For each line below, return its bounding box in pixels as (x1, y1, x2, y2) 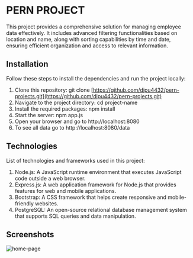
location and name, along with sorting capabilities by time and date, (6, 36, 171, 43)
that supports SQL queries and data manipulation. (14, 212, 136, 220)
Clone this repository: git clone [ (14, 86, 94, 93)
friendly (14, 199, 34, 207)
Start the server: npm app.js (14, 111, 83, 118)
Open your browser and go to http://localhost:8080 (14, 118, 140, 125)
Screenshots (6, 229, 54, 240)
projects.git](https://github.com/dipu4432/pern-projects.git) (14, 92, 162, 99)
